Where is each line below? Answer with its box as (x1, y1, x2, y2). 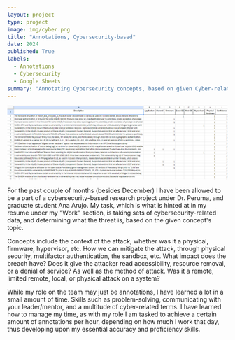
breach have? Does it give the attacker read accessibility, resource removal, (7, 259, 226, 267)
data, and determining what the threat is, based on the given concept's (7, 215, 212, 224)
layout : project (7, 11, 55, 18)
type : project (7, 18, 49, 26)
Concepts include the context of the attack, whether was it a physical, (7, 236, 209, 245)
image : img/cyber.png (7, 26, 71, 33)
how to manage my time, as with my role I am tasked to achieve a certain (7, 310, 217, 318)
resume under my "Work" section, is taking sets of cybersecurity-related (7, 208, 217, 217)
